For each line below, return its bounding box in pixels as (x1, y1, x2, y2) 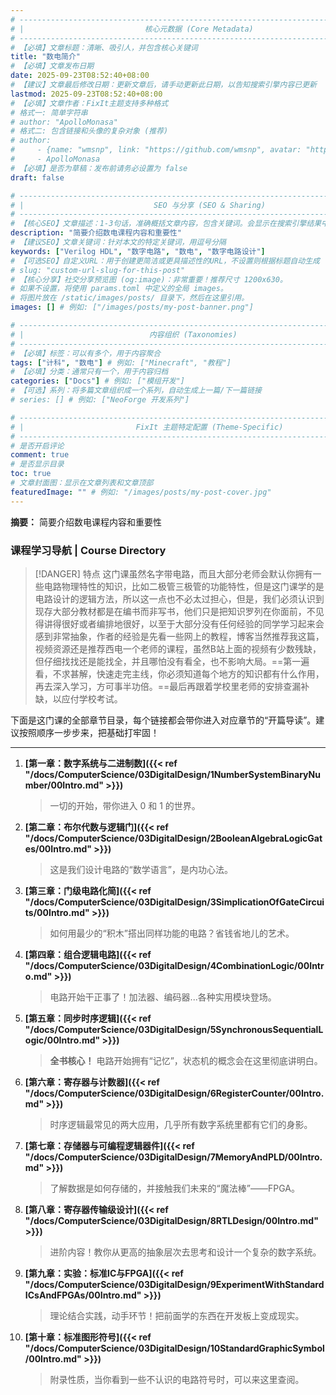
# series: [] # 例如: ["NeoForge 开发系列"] (10, 395, 190, 405)
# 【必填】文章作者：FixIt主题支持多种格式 (10, 98, 169, 108)
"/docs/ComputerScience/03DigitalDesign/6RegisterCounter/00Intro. (24, 1087, 325, 1099)
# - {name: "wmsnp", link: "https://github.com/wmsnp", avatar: (10, 145, 302, 155)
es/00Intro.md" (24, 842, 93, 855)
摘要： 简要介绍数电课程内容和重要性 (10, 516, 162, 528)
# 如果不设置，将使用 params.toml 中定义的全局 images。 (10, 284, 228, 294)
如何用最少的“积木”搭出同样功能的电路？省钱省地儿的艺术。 (49, 927, 295, 939)
